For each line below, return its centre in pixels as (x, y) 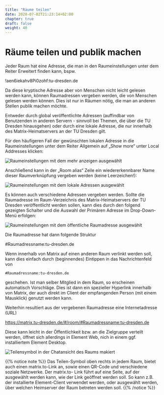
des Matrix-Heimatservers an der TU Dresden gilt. (56, 132)
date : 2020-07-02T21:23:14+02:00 (39, 14)
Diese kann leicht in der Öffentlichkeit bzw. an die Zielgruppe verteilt (74, 332)
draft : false (18, 23)
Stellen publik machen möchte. (36, 106)
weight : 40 (16, 28)
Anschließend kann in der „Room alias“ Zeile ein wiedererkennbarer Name (80, 170)
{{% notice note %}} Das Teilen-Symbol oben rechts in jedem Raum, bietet (81, 362)
